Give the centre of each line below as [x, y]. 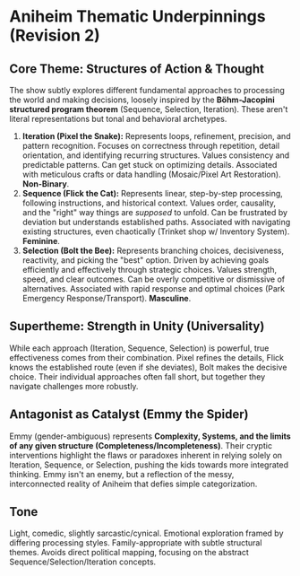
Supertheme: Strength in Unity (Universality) [137, 326]
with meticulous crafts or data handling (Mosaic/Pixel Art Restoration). [151, 174]
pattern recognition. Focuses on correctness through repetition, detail [151, 146]
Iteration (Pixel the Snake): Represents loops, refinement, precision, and [156, 136]
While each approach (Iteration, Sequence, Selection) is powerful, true [139, 348]
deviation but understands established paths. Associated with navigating [156, 222]
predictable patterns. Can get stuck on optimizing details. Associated [150, 165]
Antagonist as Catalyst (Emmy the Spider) [129, 415]
